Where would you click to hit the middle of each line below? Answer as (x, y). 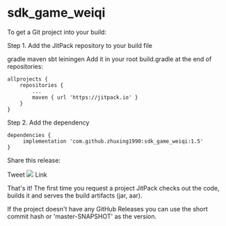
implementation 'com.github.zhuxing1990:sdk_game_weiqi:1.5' (113, 141)
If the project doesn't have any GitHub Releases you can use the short (108, 209)
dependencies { (29, 135)
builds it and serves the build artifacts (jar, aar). (75, 195)
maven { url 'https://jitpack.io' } (85, 97)
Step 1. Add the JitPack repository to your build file (80, 45)
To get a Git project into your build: (57, 32)
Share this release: (34, 160)
